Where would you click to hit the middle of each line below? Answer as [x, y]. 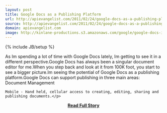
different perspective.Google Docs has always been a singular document [80, 62]
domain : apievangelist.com [33, 28]
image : [12, 33]
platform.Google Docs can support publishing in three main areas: [73, 78]
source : [13, 24]
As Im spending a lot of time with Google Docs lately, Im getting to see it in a [83, 56]
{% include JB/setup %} [30, 47]
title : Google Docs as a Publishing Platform [53, 14]
